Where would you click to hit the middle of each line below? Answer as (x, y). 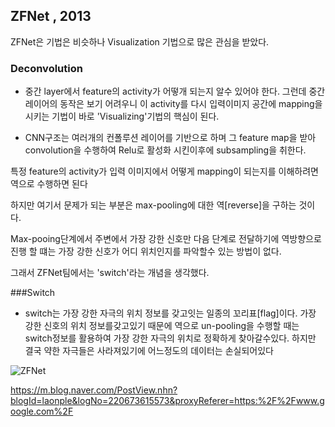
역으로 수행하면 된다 (49, 184)
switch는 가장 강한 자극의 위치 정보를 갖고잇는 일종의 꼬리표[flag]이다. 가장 (170, 313)
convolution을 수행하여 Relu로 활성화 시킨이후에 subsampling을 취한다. (165, 150)
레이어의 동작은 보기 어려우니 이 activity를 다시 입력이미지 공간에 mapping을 (173, 104)
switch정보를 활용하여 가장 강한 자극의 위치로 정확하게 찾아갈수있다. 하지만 (170, 338)
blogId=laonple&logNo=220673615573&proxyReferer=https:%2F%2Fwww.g (167, 401)
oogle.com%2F (42, 411)
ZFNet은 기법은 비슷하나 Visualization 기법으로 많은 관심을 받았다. (140, 41)
